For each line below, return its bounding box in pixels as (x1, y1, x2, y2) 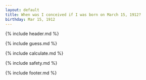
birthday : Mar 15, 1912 (5, 17, 56, 22)
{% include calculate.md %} (5, 50, 64, 56)
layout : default (5, 7, 39, 13)
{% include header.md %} (5, 31, 59, 37)
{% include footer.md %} (5, 70, 57, 76)
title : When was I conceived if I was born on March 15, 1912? (5, 12, 141, 17)
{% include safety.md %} (5, 60, 58, 66)
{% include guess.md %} (5, 41, 57, 47)
